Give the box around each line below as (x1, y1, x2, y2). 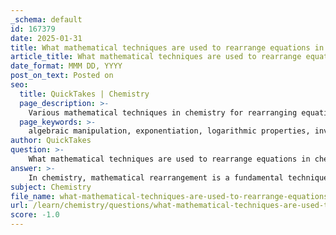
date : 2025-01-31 (10, 33, 83, 43)
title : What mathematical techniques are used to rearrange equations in (10, 42, 325, 53)
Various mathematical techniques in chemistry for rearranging (28, 107, 298, 118)
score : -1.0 (10, 210, 60, 220)
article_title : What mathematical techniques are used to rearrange (10, 52, 302, 62)
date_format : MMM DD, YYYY (10, 61, 123, 71)
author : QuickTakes (10, 136, 92, 146)
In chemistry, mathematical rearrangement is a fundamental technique (28, 172, 329, 183)
